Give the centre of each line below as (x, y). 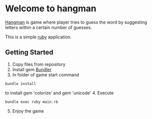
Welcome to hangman (51, 9)
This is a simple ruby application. (38, 37)
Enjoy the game (28, 111)
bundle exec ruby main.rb (31, 102)
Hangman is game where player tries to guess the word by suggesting (76, 22)
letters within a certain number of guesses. (48, 27)
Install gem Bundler (32, 69)
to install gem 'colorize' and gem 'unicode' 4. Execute (60, 93)
